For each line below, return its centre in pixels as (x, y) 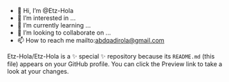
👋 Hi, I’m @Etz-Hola (45, 11)
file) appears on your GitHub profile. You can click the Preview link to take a (115, 64)
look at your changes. (38, 71)
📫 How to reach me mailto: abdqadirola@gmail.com (91, 40)
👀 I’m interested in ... (46, 18)
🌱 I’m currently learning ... (54, 25)
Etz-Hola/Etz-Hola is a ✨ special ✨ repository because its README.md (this (111, 56)
